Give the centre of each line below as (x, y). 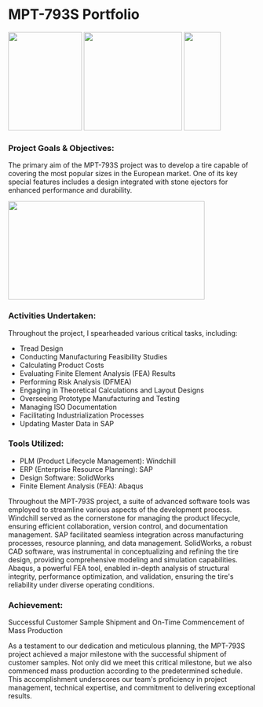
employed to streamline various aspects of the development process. (120, 510)
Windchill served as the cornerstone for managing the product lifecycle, (124, 517)
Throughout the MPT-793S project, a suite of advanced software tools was (129, 501)
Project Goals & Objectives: (61, 148)
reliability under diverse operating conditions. (81, 584)
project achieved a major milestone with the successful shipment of (117, 654)
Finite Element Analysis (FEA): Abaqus (81, 486)
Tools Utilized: (36, 444)
